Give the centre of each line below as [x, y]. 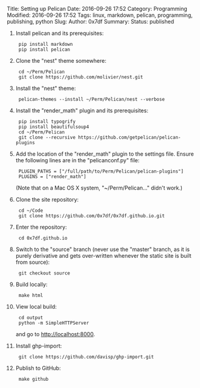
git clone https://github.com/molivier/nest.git [81, 77]
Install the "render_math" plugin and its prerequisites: [82, 110]
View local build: [36, 307]
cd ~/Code [31, 211]
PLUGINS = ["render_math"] [52, 177]
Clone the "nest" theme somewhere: [61, 61]
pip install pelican [44, 49]
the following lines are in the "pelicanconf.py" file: [77, 160]
